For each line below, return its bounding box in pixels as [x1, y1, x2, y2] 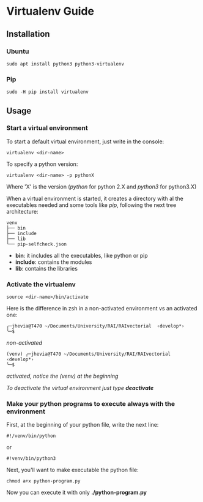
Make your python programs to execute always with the [6, 400, 175, 408]
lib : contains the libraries [15, 264, 78, 272]
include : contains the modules [15, 258, 92, 266]
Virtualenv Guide [6, 4, 95, 18]
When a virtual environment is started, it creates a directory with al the [6, 195, 183, 202]
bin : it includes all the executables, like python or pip [15, 252, 148, 259]
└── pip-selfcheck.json [6, 241, 67, 247]
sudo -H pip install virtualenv [6, 89, 89, 96]
